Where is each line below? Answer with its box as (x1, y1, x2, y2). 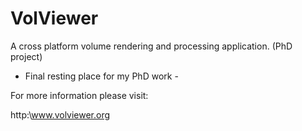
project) (10, 50, 43, 62)
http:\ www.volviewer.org (10, 108, 111, 121)
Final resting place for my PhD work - (24, 70, 179, 82)
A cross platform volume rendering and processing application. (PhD (10, 40, 293, 52)
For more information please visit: (10, 89, 149, 101)
